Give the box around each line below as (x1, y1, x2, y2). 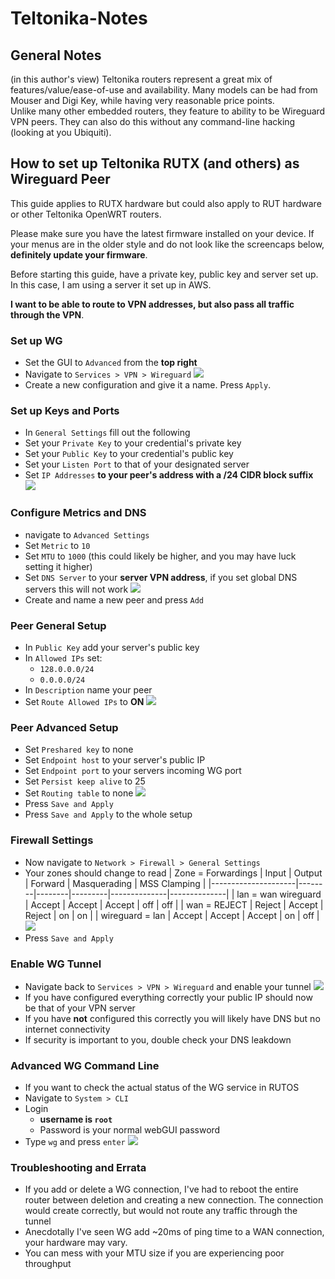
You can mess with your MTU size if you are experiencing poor (24, 1247, 285, 1259)
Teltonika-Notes (10, 7, 148, 30)
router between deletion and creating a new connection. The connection (24, 1194, 324, 1206)
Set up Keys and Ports (10, 404, 120, 418)
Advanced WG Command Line (10, 1058, 160, 1072)
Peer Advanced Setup (10, 720, 119, 734)
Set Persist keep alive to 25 (24, 775, 146, 787)
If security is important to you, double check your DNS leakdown (24, 1033, 292, 1046)
